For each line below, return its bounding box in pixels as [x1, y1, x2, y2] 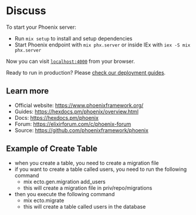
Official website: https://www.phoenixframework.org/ [14, 102, 144, 109]
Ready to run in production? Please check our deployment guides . [6, 69, 166, 76]
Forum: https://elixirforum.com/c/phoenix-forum [14, 120, 131, 127]
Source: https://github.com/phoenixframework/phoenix [14, 126, 148, 133]
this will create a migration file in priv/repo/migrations [23, 184, 153, 192]
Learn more [6, 86, 49, 96]
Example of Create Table [6, 144, 98, 154]
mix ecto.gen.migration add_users [23, 178, 106, 185]
